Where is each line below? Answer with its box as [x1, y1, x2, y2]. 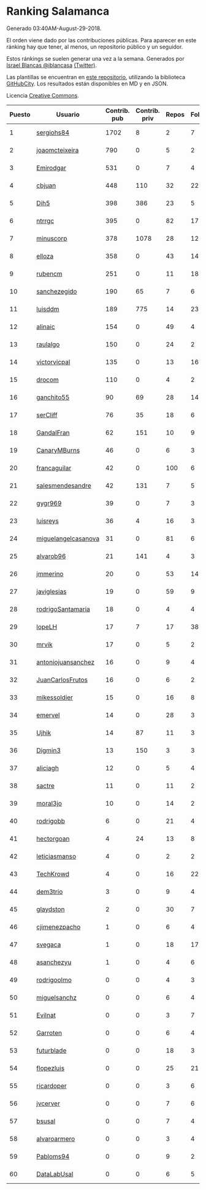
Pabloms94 [36, 1152, 70, 1161]
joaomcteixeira [36, 146, 79, 154]
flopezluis [36, 1064, 65, 1072]
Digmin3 [36, 746, 61, 755]
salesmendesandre [36, 481, 92, 489]
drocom [36, 375, 59, 384]
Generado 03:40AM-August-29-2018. [6, 25, 102, 32]
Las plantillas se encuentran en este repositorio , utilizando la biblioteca [6, 73, 186, 80]
